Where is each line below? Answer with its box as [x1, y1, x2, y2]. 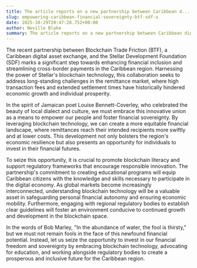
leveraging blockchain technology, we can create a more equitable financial [6, 120, 189, 127]
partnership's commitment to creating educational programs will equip [6, 169, 176, 176]
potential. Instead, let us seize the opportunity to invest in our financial [6, 236, 176, 243]
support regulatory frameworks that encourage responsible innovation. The [6, 162, 188, 170]
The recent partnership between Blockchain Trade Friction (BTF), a [6, 46, 168, 53]
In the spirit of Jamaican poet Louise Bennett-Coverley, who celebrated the [6, 101, 188, 108]
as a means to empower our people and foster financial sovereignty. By [6, 114, 178, 121]
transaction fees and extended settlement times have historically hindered [6, 84, 185, 91]
